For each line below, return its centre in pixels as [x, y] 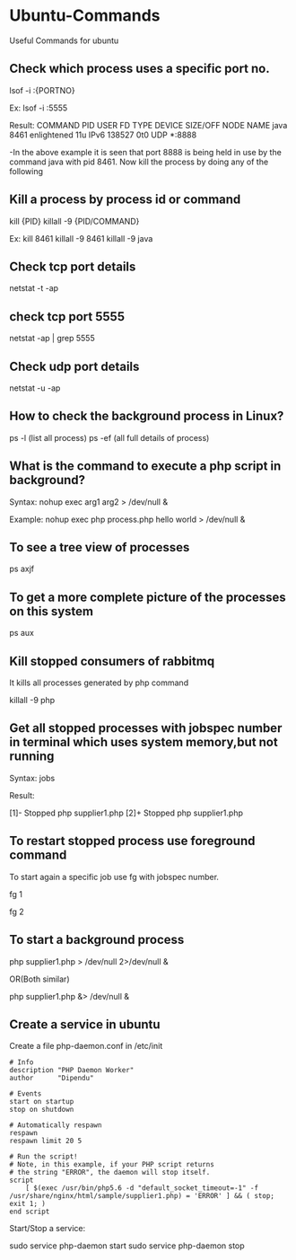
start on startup [42, 1102]
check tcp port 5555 [67, 317]
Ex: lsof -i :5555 [39, 108]
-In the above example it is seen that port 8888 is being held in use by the [146, 152]
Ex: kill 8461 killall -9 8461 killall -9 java [81, 238]
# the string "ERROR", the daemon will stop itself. [110, 1173]
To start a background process [97, 940]
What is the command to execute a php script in [145, 467]
